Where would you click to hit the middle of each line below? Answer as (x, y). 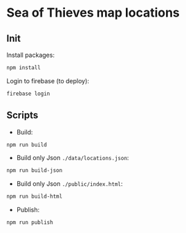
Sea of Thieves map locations (93, 13)
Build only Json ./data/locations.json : (73, 158)
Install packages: (30, 55)
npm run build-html (35, 197)
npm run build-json (35, 171)
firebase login (28, 94)
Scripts (22, 115)
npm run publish (30, 223)
